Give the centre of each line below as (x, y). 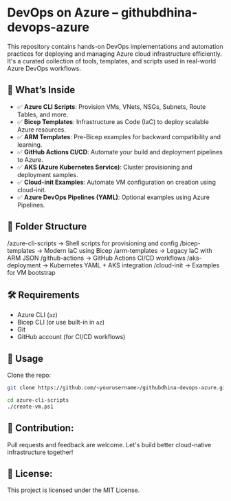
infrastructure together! (40, 452)
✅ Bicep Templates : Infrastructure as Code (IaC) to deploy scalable (113, 121)
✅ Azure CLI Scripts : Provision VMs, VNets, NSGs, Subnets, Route (111, 106)
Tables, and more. (43, 114)
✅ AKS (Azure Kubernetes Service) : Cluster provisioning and (104, 167)
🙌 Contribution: (41, 428)
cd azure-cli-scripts (38, 400)
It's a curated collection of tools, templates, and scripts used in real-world (112, 61)
